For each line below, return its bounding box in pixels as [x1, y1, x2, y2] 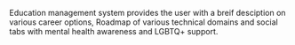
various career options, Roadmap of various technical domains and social [9, 17, 278, 27]
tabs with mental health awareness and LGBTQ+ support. [9, 26, 219, 36]
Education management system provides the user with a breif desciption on [9, 8, 286, 18]
